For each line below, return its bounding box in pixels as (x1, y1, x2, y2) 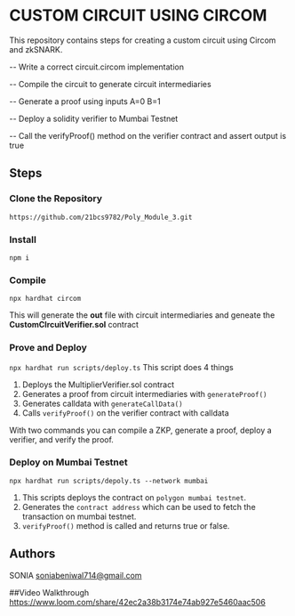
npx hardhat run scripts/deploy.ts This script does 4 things (9, 361, 234, 372)
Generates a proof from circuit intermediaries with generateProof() (21, 388, 267, 399)
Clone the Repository (9, 192, 103, 205)
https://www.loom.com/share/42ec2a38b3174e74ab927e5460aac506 (9, 596, 267, 607)
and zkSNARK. (9, 44, 63, 54)
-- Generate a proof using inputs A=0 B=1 (9, 95, 162, 107)
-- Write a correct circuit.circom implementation (9, 61, 185, 72)
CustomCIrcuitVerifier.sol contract (9, 320, 140, 330)
